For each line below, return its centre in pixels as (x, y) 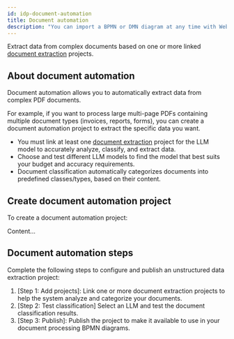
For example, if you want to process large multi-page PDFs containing (108, 114)
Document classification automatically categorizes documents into (113, 172)
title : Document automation (48, 20)
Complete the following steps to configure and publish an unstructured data (116, 270)
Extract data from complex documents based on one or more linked (104, 47)
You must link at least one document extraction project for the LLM (113, 142)
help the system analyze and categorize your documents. (100, 298)
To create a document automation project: (68, 218)
